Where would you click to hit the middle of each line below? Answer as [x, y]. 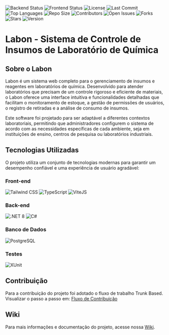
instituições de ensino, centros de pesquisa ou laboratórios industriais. [79, 134]
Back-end [18, 205]
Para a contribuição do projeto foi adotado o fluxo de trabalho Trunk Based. [84, 293]
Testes [14, 254]
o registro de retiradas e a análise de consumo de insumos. [67, 108]
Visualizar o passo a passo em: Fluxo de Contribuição [61, 298]
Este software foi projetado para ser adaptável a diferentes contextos [78, 118]
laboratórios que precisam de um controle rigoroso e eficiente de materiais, [84, 92]
